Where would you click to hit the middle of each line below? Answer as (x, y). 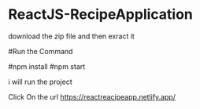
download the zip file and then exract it (72, 36)
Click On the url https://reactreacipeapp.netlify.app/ (92, 96)
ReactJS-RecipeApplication (100, 15)
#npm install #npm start (47, 66)
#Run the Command (41, 51)
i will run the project (40, 82)
